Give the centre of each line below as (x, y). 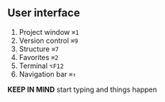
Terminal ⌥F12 (41, 66)
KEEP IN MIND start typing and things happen (82, 89)
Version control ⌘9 (48, 40)
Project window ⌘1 (49, 32)
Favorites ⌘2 (38, 57)
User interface (44, 13)
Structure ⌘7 (39, 49)
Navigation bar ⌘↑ (48, 74)
